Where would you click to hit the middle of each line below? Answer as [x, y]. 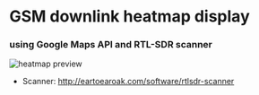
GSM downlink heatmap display [129, 17]
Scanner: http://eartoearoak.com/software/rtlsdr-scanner [128, 82]
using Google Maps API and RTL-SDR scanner [111, 45]
